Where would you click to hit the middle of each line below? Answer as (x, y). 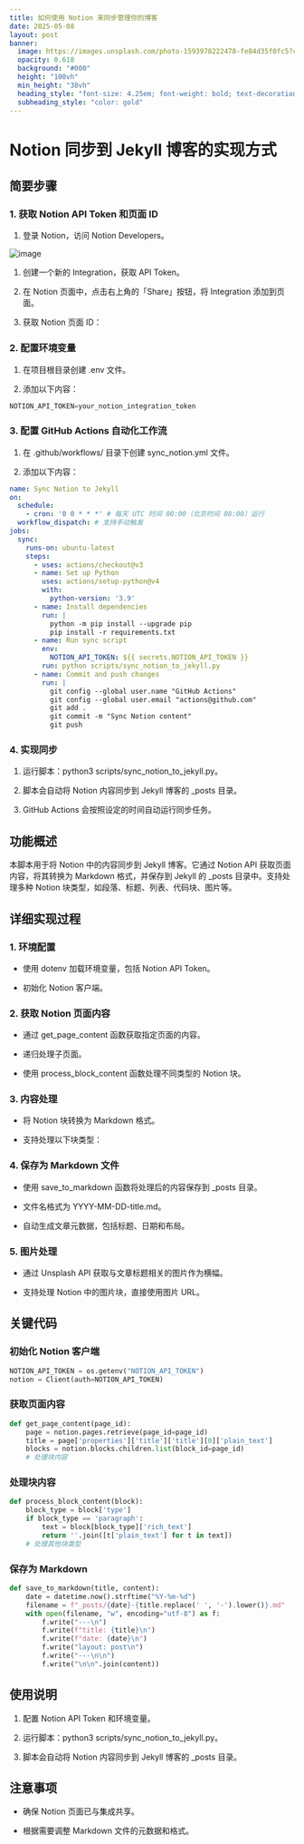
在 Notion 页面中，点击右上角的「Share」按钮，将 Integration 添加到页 (153, 292)
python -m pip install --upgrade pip (121, 624)
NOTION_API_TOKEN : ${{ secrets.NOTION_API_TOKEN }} (149, 658)
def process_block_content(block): (76, 1502)
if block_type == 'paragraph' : (85, 1519)
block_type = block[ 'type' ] (78, 1510)
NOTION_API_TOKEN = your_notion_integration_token (103, 406)
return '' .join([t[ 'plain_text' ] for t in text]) (137, 1535)
